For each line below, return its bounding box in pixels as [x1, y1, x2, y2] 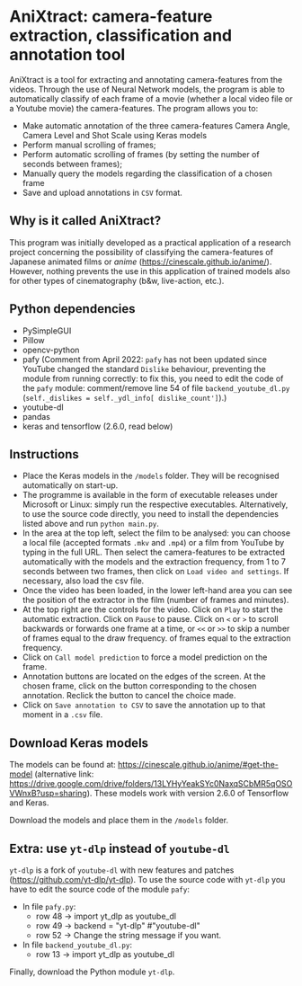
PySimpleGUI [22, 325, 72, 336]
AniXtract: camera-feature [9, 6, 213, 27]
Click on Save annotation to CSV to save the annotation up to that [22, 699, 266, 711]
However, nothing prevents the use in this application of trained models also [9, 265, 290, 276]
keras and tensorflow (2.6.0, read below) [22, 421, 173, 431]
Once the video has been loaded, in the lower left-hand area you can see [22, 585, 293, 596]
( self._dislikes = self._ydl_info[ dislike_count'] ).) [22, 392, 227, 403]
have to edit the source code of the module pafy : [9, 884, 191, 894]
